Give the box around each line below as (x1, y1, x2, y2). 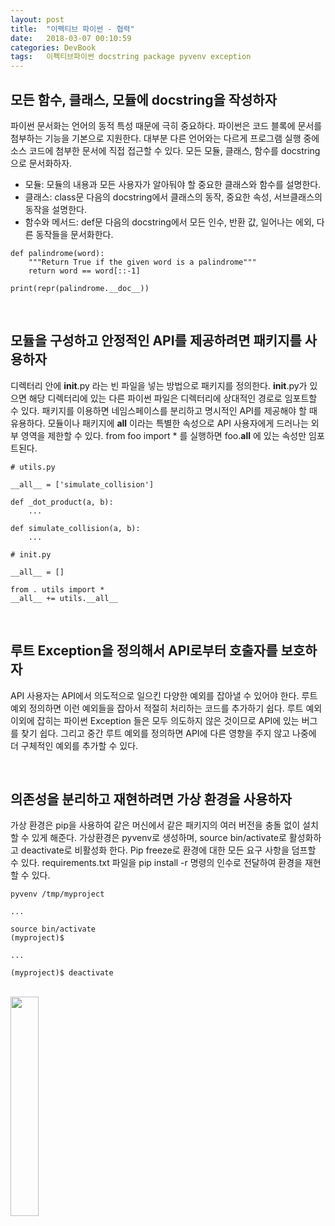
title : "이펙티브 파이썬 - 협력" (10, 24, 135, 34)
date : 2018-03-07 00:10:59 (10, 33, 132, 43)
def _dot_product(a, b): (10, 497, 114, 507)
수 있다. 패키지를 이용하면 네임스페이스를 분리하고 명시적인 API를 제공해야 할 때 (10, 404, 318, 416)
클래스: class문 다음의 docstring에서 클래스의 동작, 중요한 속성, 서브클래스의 (24, 191, 323, 203)
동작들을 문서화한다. (35, 228, 114, 240)
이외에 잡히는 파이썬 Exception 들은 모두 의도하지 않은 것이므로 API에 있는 (10, 714, 300, 726)
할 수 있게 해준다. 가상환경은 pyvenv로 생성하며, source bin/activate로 (10, 832, 287, 844)
